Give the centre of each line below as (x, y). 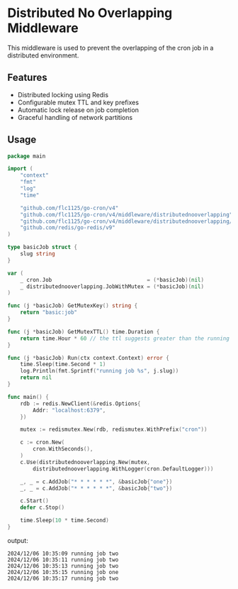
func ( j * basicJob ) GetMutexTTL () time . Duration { (84, 331)
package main (27, 156)
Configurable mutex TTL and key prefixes (78, 102)
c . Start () (35, 501)
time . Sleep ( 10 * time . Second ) (65, 521)
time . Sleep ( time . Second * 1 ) (63, 364)
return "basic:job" (49, 313)
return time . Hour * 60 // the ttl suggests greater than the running (125, 338)
